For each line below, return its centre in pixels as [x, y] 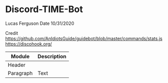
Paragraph [20, 73]
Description [52, 56]
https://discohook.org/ [29, 44]
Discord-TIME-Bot [44, 9]
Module [20, 56]
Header [17, 65]
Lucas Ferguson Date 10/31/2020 [40, 23]
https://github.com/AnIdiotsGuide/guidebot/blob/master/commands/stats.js [84, 38]
